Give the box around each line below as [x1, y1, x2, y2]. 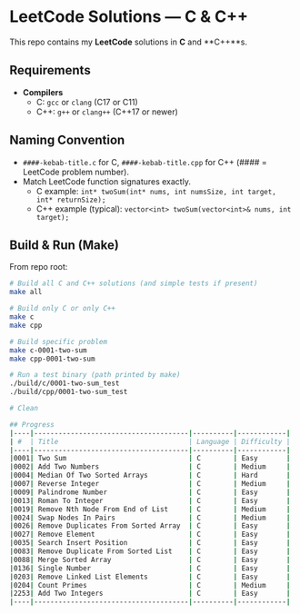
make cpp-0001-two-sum [9, 354, 95, 363]
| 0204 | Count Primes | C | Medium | [9, 580, 291, 589]
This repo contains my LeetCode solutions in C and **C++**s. [9, 36, 248, 47]
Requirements [9, 63, 91, 78]
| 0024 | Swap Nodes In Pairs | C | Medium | [9, 513, 291, 522]
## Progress [9, 420, 55, 429]
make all [9, 288, 43, 297]
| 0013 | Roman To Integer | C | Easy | [9, 496, 291, 505]
